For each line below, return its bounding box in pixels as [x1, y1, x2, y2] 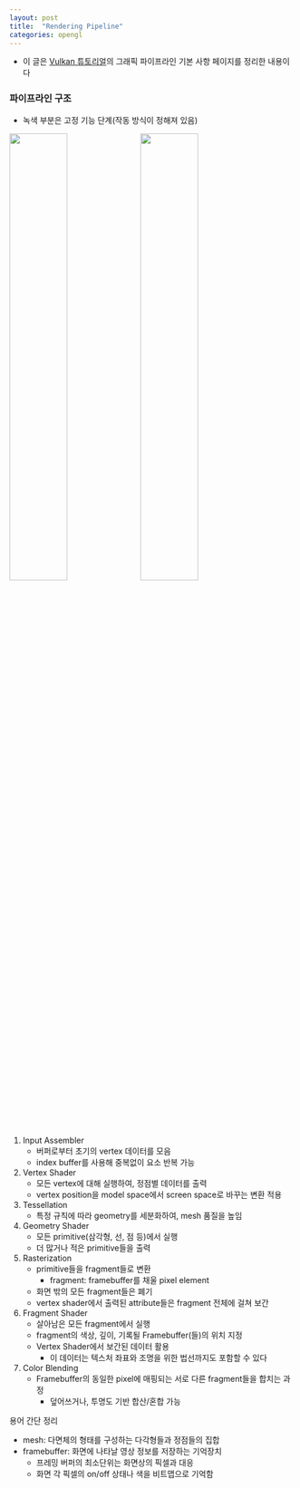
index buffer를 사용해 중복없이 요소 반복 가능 [35, 1156, 195, 1167]
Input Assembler [22, 1135, 84, 1145]
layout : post [9, 13, 59, 23]
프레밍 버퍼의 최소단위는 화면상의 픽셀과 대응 [35, 1456, 194, 1468]
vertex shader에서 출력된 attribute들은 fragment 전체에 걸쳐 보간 [35, 1297, 269, 1308]
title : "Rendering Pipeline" [9, 22, 124, 31]
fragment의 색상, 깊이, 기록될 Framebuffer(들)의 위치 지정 [35, 1329, 243, 1340]
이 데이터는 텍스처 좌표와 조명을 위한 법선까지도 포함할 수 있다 [49, 1352, 267, 1363]
